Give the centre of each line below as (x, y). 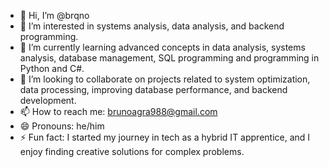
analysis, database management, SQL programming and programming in (169, 58)
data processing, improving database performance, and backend (153, 89)
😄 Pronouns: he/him (62, 126)
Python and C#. (52, 68)
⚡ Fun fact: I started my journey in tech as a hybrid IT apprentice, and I (165, 137)
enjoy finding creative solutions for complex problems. (132, 151)
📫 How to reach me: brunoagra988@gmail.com (118, 111)
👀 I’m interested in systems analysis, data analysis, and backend (152, 26)
